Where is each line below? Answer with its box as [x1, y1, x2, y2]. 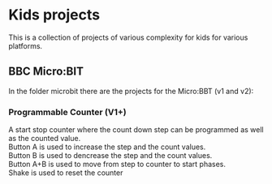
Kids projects [8, 6, 100, 24]
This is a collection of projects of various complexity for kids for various [8, 32, 248, 42]
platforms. [8, 41, 43, 50]
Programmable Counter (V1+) [8, 106, 127, 118]
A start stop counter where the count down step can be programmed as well [8, 125, 264, 135]
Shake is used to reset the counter [8, 168, 123, 178]
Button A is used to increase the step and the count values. [8, 142, 206, 152]
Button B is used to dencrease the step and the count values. [8, 151, 213, 160]
